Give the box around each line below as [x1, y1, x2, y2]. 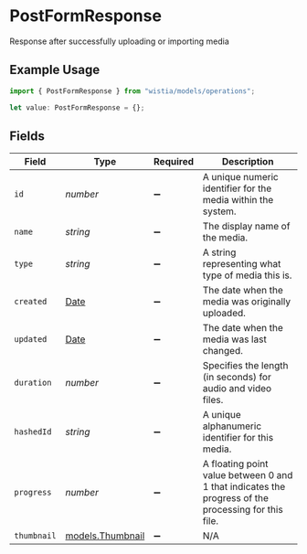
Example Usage [9, 62, 101, 78]
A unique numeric [202, 171, 279, 184]
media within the [202, 194, 274, 207]
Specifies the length [202, 359, 290, 372]
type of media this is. [202, 269, 292, 282]
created [14, 296, 48, 307]
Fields [9, 128, 46, 144]
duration [14, 378, 52, 389]
